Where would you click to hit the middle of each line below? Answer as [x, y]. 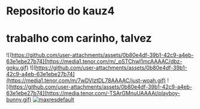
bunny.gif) [19, 99]
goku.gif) [17, 68]
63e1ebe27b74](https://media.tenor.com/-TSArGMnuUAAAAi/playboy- [93, 93]
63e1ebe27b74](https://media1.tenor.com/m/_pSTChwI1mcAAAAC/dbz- [94, 62]
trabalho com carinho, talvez [79, 39]
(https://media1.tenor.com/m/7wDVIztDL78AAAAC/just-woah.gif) [86, 81]
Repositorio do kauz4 [60, 11]
